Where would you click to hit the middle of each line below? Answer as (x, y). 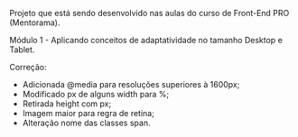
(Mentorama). (35, 23)
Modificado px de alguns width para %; (96, 94)
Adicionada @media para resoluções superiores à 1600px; (131, 84)
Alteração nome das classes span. (86, 123)
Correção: (28, 67)
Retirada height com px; (67, 104)
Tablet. (22, 50)
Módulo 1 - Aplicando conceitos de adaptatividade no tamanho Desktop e (146, 40)
